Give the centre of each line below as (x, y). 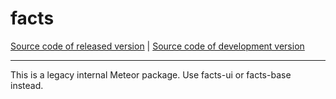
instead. (27, 85)
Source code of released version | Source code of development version (157, 46)
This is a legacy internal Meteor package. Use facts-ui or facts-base (151, 74)
